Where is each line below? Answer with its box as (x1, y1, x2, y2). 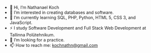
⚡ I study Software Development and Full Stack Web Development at (9, 25, 146, 31)
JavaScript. (9, 20, 33, 25)
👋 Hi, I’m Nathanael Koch (9, 5, 60, 10)
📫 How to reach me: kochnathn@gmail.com (9, 42, 98, 48)
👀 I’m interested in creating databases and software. (9, 10, 114, 15)
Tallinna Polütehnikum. (9, 32, 55, 38)
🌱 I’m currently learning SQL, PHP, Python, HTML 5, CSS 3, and (9, 15, 136, 20)
